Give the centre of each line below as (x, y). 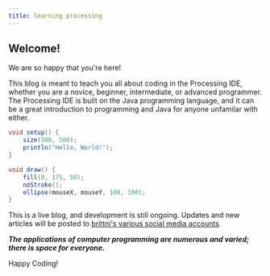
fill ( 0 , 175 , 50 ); (54, 177)
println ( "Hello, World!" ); (68, 148)
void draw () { (32, 169)
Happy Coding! (33, 264)
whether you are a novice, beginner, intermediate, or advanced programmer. (135, 92)
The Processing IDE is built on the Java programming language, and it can (131, 101)
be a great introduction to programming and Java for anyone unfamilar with (133, 109)
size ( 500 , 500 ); (50, 140)
